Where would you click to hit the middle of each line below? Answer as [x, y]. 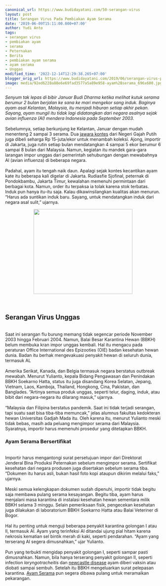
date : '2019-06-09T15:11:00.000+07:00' [46, 23]
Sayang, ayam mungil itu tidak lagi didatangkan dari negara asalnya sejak [81, 113]
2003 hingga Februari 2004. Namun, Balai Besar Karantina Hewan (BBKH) [80, 340]
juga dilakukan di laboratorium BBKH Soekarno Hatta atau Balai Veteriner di [82, 510]
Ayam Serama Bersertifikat [38, 441]
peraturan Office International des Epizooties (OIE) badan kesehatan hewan [82, 350]
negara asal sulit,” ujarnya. [32, 202]
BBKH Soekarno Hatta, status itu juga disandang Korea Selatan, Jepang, [79, 382]
